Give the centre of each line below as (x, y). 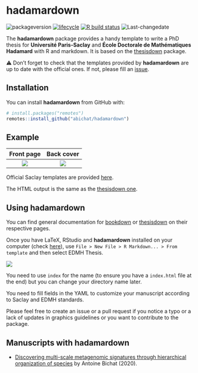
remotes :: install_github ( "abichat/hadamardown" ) (68, 119)
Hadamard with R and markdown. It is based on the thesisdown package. (96, 51)
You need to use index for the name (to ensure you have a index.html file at (99, 276)
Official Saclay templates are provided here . (60, 177)
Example (23, 137)
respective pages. (28, 229)
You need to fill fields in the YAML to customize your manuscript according (98, 294)
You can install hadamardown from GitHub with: (66, 102)
